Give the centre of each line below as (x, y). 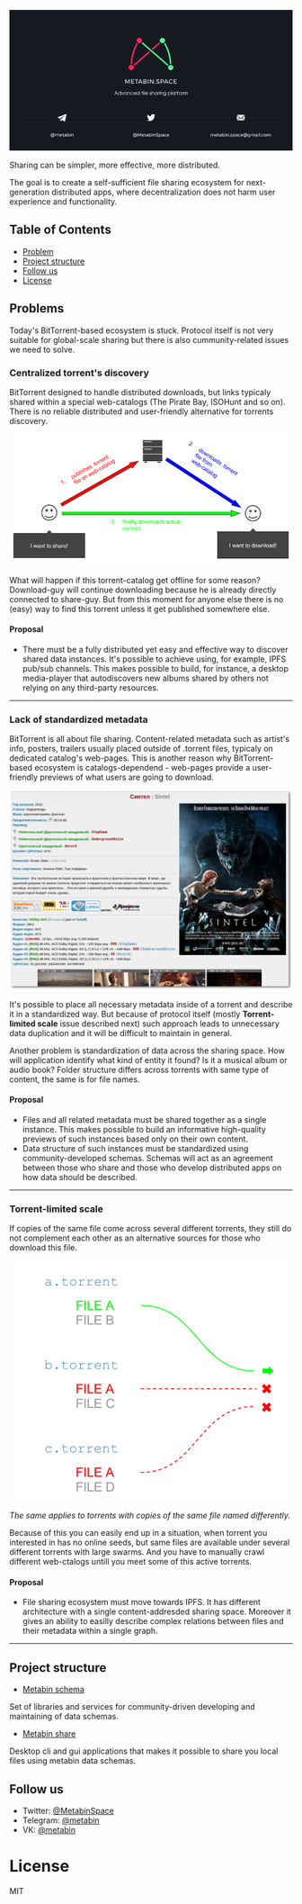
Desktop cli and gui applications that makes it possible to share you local (144, 1751)
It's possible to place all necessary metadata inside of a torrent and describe (151, 1004)
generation (29, 192)
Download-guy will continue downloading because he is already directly (143, 590)
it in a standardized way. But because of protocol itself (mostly (125, 1014)
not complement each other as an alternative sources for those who (135, 1238)
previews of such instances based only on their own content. (135, 1139)
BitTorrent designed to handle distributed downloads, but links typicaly (140, 392)
